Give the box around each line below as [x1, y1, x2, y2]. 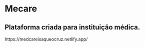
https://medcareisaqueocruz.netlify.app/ [4, 36, 88, 42]
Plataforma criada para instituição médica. [4, 23, 140, 31]
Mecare [4, 3, 37, 14]
